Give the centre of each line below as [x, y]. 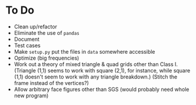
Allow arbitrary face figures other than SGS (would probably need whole [102, 89]
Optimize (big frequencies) [46, 58]
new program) [31, 96]
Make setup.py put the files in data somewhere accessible [84, 51]
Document [26, 39]
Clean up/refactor [35, 27]
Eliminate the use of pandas [47, 32]
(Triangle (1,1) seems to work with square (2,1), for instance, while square [102, 70]
